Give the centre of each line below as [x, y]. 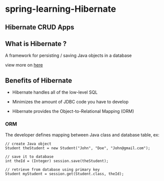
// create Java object [28, 144]
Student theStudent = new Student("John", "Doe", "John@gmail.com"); [78, 148]
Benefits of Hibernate [39, 80]
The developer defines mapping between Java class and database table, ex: [82, 135]
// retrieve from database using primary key [52, 169]
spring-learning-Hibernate [61, 9]
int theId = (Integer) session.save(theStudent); [57, 161]
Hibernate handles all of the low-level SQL [55, 92]
